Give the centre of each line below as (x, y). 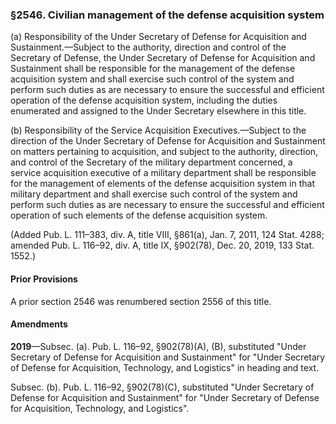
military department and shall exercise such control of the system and (154, 194)
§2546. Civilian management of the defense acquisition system (167, 15)
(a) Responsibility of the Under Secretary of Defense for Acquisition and (158, 37)
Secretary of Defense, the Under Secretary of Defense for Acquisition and (163, 58)
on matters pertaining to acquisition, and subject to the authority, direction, (164, 152)
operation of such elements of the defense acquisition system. (139, 215)
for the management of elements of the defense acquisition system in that (162, 184)
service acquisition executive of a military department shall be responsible (163, 173)
